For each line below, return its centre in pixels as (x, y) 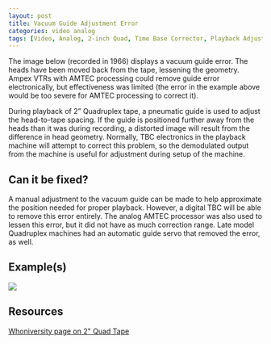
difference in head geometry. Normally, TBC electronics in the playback (127, 137)
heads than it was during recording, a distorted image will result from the (129, 128)
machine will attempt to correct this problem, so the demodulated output (129, 145)
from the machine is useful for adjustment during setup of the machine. (127, 154)
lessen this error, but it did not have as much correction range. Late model (131, 225)
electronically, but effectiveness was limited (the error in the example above (134, 87)
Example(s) (38, 267)
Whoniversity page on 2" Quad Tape (69, 331)
